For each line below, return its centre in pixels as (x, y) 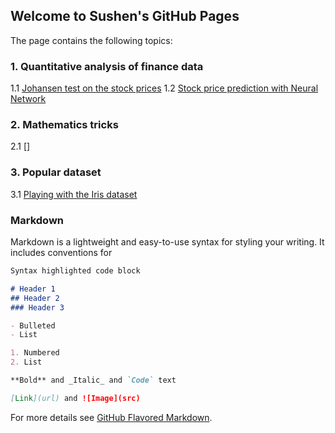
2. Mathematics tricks (64, 125)
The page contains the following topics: (91, 40)
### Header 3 (37, 307)
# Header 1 (33, 289)
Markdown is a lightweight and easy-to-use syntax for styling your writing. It (167, 242)
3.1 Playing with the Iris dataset (74, 194)
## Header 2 (35, 298)
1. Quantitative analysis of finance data (107, 66)
